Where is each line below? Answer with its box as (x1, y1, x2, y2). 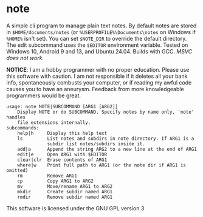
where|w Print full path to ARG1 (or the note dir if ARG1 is (17, 162, 187, 168)
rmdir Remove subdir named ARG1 (17, 194, 113, 200)
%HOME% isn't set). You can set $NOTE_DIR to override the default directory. (6, 35, 187, 42)
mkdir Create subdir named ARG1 (17, 188, 113, 195)
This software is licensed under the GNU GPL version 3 (6, 204, 145, 212)
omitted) (6, 167, 29, 173)
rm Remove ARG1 (17, 173, 78, 179)
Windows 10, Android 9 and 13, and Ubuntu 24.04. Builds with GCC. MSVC (6, 47, 193, 55)
